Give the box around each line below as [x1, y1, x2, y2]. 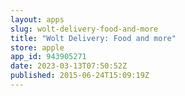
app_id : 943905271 [10, 52, 87, 62]
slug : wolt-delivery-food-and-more [10, 24, 159, 34]
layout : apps [10, 14, 65, 25]
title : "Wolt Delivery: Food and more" [10, 33, 177, 43]
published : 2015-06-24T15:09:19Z [10, 71, 150, 81]
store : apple [10, 42, 65, 53]
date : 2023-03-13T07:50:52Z [10, 61, 128, 71]
